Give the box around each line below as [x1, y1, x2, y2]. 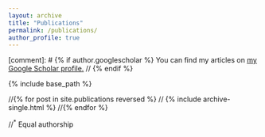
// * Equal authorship [8, 118, 74, 129]
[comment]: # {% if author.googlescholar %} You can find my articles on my [8, 55, 257, 65]
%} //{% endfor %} [45, 103, 109, 112]
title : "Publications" [8, 19, 84, 27]
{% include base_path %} [8, 79, 92, 89]
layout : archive [8, 11, 62, 20]
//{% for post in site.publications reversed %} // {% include [8, 94, 201, 104]
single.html [8, 103, 45, 112]
